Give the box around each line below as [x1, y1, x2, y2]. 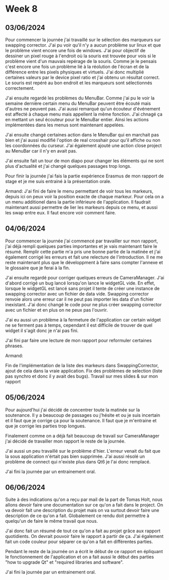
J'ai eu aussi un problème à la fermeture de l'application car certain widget [5, 316, 161, 322]
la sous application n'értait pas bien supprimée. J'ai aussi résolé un [5, 453, 145, 459]
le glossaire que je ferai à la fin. [5, 265, 70, 271]
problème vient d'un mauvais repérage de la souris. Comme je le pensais [5, 58, 157, 64]
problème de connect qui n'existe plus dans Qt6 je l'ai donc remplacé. [5, 458, 151, 464]
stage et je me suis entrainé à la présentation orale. [5, 178, 112, 184]
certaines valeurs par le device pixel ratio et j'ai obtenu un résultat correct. [5, 75, 160, 80]
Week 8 [5, 3, 38, 15]
